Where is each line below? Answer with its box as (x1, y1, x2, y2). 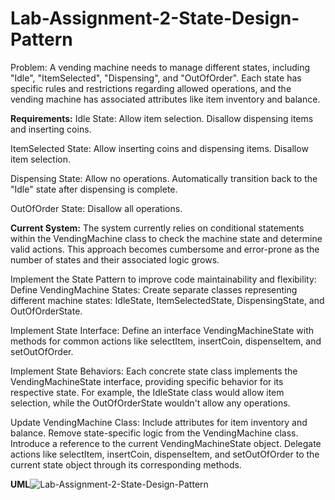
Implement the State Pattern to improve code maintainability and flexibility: (10, 273, 317, 285)
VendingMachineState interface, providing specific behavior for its (10, 375, 284, 387)
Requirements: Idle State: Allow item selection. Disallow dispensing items (10, 112, 314, 124)
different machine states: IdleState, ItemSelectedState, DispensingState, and (10, 294, 325, 306)
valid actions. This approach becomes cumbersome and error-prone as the (10, 243, 320, 255)
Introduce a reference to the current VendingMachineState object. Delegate (10, 437, 322, 449)
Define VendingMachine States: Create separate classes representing (10, 283, 298, 296)
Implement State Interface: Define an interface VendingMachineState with (10, 324, 314, 336)
